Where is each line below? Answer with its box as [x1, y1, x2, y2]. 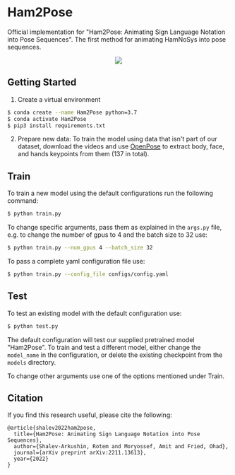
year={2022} [13, 455, 49, 463]
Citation [7, 392, 44, 404]
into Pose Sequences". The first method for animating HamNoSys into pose [7, 35, 227, 43]
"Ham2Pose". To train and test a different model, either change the [7, 343, 201, 351]
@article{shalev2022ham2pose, [7, 425, 97, 432]
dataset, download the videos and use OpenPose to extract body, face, [17, 142, 224, 151]
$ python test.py [7, 322, 59, 329]
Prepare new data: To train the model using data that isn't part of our [17, 135, 217, 143]
